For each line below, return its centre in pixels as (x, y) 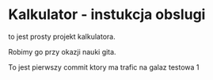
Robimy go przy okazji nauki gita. (62, 51)
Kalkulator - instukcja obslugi (107, 15)
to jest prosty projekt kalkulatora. (62, 36)
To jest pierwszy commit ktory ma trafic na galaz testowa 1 (104, 67)
